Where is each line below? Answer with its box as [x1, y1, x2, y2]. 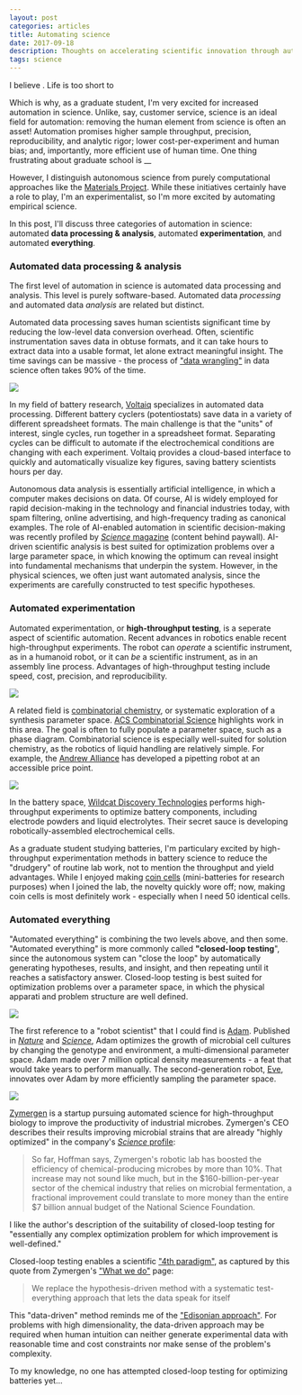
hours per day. [9, 466, 64, 478]
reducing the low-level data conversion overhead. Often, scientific [9, 326, 254, 338]
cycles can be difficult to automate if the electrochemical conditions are [9, 438, 275, 449]
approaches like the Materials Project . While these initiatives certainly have [9, 182, 287, 192]
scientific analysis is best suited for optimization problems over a [34, 542, 275, 552]
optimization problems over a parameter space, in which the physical [9, 981, 265, 992]
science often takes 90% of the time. [9, 365, 147, 376]
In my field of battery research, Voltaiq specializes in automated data [9, 399, 264, 410]
